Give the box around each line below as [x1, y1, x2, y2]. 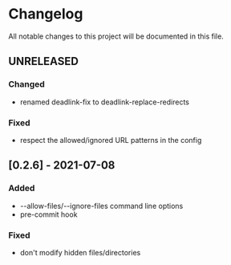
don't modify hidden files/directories [19, 247, 141, 257]
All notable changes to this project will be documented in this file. [8, 31, 225, 41]
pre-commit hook [19, 210, 78, 219]
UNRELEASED [8, 55, 79, 68]
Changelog [8, 5, 83, 23]
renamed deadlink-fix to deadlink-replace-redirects [19, 97, 190, 107]
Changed [8, 79, 46, 90]
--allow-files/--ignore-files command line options [19, 201, 184, 210]
